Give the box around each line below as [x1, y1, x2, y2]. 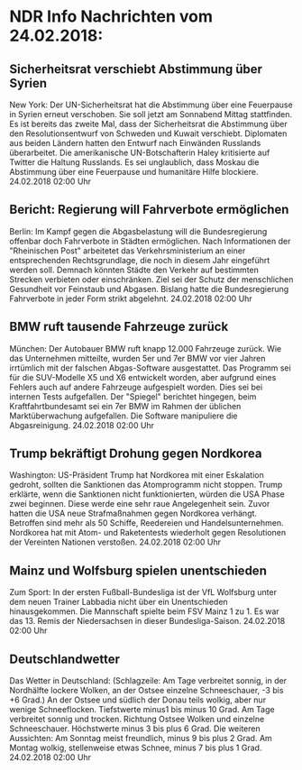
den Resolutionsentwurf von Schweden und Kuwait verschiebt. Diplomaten [9, 128, 288, 139]
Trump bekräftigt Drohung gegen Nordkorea [9, 446, 262, 462]
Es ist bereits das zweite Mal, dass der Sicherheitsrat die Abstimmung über [9, 119, 288, 129]
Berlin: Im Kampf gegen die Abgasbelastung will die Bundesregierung [9, 225, 268, 236]
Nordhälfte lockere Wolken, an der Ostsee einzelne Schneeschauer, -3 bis [9, 685, 284, 696]
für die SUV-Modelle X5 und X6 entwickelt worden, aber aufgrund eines [9, 371, 277, 382]
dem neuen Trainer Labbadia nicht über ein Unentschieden [9, 597, 228, 608]
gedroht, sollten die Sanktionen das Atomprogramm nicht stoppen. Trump [9, 480, 283, 490]
